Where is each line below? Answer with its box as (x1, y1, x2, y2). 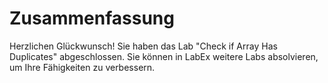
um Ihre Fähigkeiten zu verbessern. (9, 61, 156, 73)
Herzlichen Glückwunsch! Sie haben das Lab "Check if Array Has (9, 40, 278, 52)
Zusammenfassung (9, 7, 175, 30)
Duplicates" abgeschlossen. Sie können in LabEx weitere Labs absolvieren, (9, 50, 319, 62)
